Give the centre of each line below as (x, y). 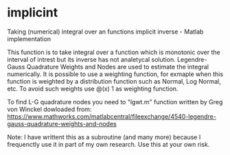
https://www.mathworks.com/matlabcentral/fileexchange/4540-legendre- (112, 116)
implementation (29, 38)
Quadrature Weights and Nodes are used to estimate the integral (118, 67)
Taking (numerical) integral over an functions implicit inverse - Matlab (105, 32)
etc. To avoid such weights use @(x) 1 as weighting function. (93, 88)
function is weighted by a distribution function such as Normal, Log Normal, (114, 81)
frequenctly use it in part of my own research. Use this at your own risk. (108, 144)
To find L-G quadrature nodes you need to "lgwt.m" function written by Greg (115, 102)
